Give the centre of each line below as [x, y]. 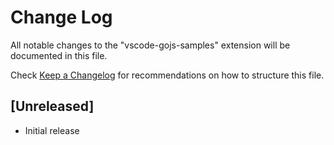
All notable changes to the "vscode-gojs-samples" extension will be [150, 45]
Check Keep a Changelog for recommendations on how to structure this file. [167, 75]
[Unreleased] [52, 106]
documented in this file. [59, 55]
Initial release [52, 130]
